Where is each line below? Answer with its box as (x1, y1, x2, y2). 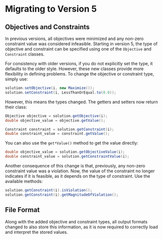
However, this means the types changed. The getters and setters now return (5, 99, 158, 105)
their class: (5, 104, 27, 110)
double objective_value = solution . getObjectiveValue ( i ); (5, 149, 125, 154)
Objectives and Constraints (5, 23, 90, 31)
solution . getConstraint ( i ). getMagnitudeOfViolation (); (5, 192, 119, 197)
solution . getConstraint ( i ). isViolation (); (5, 188, 92, 193)
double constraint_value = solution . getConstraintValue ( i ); (5, 154, 130, 159)
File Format (5, 206, 40, 214)
